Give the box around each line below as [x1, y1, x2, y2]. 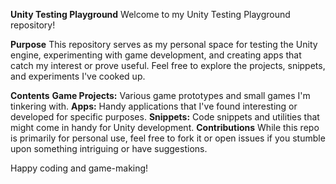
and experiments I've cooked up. [10, 70, 146, 82]
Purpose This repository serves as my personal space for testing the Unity [10, 39, 318, 50]
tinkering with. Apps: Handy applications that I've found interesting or [10, 100, 298, 112]
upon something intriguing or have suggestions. [10, 143, 208, 154]
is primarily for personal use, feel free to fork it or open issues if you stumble [10, 132, 326, 144]
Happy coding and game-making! [10, 162, 149, 174]
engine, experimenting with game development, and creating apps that [10, 49, 302, 61]
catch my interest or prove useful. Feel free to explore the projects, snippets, [10, 60, 326, 71]
